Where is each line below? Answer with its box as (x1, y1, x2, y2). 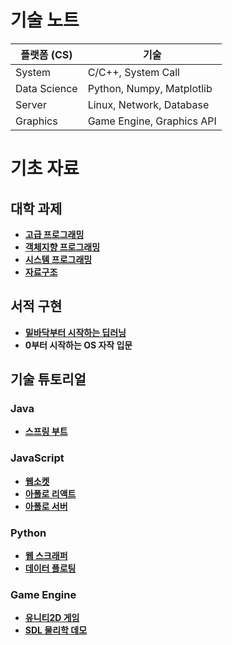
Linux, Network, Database (87, 97, 210, 111)
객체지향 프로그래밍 (24, 241, 101, 253)
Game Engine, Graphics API (87, 114, 217, 128)
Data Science (15, 81, 78, 95)
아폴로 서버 (24, 500, 68, 512)
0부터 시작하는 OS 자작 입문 (24, 339, 133, 351)
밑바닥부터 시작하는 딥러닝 (24, 326, 127, 338)
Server (15, 97, 47, 111)
